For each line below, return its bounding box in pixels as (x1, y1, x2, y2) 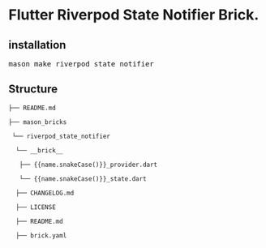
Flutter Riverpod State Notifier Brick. (8, 6, 260, 24)
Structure (8, 83, 58, 96)
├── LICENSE (15, 203, 57, 212)
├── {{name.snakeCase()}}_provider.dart (19, 160, 158, 169)
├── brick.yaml (15, 231, 67, 240)
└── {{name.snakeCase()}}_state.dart (19, 174, 148, 183)
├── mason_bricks (8, 118, 67, 126)
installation (8, 38, 66, 52)
